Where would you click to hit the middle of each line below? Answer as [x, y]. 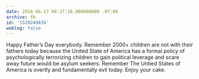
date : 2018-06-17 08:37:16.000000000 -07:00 [62, 11]
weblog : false [24, 28]
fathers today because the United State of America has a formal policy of [96, 51]
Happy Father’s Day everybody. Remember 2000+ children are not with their [99, 45]
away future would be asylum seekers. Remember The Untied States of [93, 64]
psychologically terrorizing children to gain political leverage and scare [93, 57]
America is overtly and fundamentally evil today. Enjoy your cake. [86, 70]
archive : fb [21, 17]
